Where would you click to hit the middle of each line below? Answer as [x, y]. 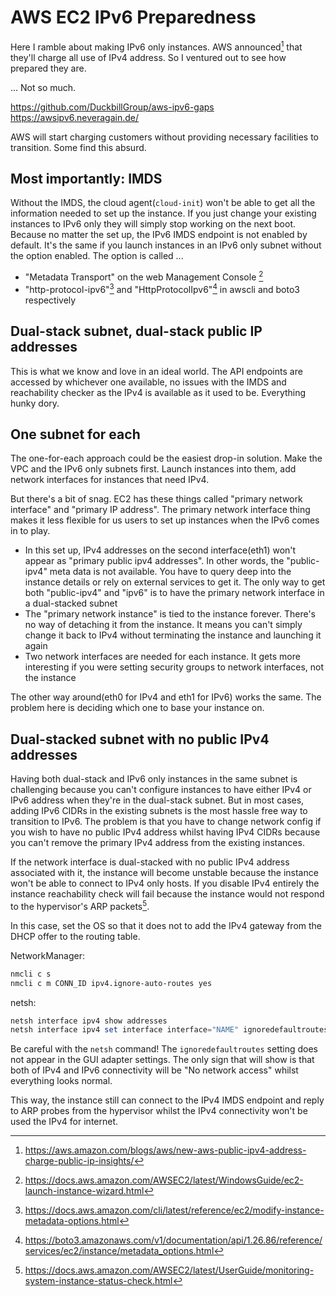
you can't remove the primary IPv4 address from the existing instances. [157, 843]
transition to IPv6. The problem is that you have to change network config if [166, 822]
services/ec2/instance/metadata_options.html [119, 1251]
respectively [50, 300]
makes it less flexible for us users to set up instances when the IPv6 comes [165, 520]
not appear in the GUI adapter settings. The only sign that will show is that [162, 1060]
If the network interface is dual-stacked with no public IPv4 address [150, 862]
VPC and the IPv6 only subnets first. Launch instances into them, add [153, 469]
